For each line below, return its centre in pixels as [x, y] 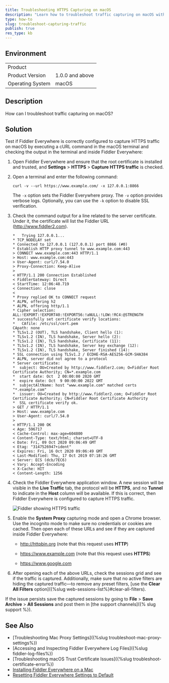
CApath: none [26, 328]
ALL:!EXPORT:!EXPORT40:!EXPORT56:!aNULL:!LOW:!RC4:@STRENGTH [78, 315]
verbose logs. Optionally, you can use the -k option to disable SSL [81, 201]
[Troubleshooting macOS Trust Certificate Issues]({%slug [72, 659]
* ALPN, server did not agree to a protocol [60, 359]
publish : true [20, 29]
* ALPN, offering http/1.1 [41, 306]
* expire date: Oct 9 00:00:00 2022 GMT [58, 381]
